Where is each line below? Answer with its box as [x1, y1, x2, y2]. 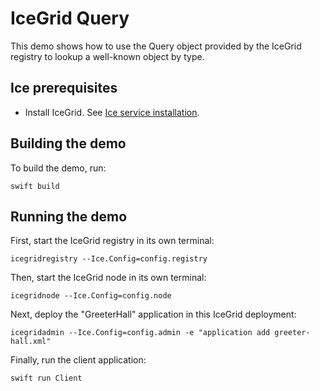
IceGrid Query [10, 7, 130, 30]
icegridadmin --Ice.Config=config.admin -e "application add [10, 328, 271, 338]
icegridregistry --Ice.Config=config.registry [10, 254, 208, 264]
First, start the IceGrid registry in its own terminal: [10, 235, 215, 247]
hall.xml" [10, 337, 52, 347]
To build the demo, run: [10, 162, 107, 174]
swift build [10, 181, 60, 191]
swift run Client [10, 373, 83, 384]
